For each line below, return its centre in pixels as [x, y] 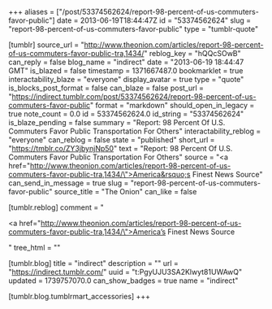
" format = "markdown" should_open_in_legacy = [172, 105]
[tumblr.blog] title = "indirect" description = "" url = [93, 263]
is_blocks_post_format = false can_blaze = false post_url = [106, 88]
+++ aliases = [32, 12]
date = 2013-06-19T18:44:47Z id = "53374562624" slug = [154, 20]
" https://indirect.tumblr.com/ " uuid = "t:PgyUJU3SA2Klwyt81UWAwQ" [125, 272]
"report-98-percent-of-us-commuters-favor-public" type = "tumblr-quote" [134, 29]
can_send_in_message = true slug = [69, 183]
